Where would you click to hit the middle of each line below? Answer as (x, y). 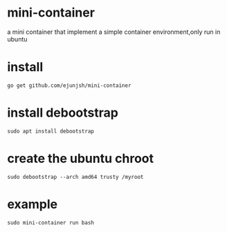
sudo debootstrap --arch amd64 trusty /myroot (75, 177)
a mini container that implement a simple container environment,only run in (114, 32)
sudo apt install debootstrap (51, 131)
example (33, 204)
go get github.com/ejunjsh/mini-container (69, 85)
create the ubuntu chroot (81, 158)
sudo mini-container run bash (51, 222)
